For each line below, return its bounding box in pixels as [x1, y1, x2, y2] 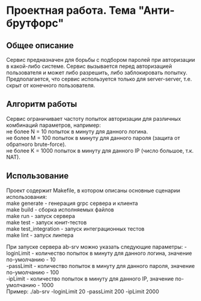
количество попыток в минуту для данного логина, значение [35, 249, 192, 257]
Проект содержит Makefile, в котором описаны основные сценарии [6, 187, 181, 194]
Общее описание [6, 40, 74, 50]
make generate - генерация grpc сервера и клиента [6, 199, 138, 207]
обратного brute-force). [6, 141, 67, 148]
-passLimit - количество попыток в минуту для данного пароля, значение [6, 262, 195, 269]
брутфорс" [6, 16, 64, 30]
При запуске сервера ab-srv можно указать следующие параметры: [6, 243, 183, 250]
